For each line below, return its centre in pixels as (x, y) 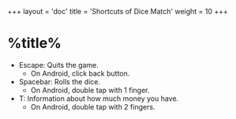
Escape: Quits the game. (59, 65)
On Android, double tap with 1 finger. (90, 90)
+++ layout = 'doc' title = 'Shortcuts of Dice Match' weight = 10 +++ (118, 11)
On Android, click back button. (80, 73)
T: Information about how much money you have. (99, 99)
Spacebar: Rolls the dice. (59, 81)
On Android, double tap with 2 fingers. (93, 106)
